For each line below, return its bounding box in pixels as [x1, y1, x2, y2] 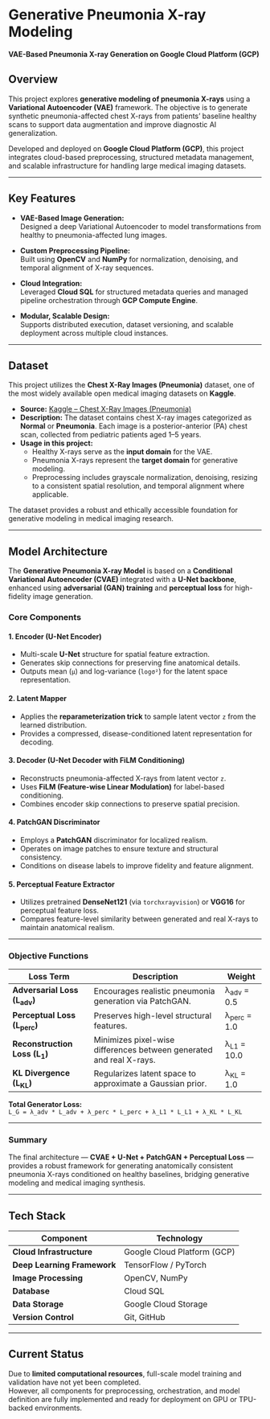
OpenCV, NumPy [124, 1273, 189, 1284]
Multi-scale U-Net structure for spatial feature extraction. [19, 650, 211, 659]
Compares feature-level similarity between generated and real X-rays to [19, 914, 259, 924]
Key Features [8, 191, 76, 206]
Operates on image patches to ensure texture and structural [19, 843, 219, 853]
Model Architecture [8, 544, 108, 558]
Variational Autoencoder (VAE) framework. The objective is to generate [8, 102, 247, 112]
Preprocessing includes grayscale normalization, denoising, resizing [31, 473, 259, 482]
